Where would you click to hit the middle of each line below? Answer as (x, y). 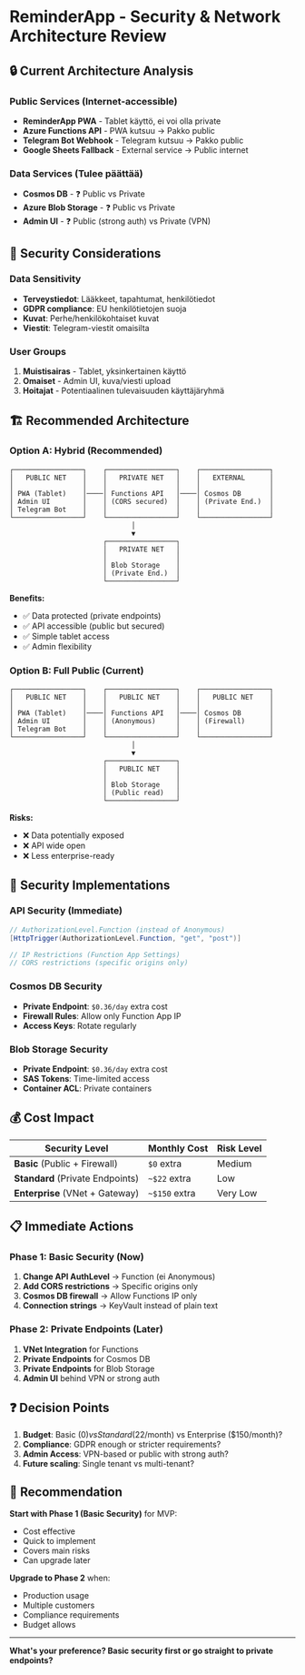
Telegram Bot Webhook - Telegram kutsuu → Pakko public (133, 140)
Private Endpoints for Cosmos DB (86, 1358)
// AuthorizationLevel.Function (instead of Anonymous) (117, 930)
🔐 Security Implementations (90, 885)
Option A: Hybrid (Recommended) (86, 450)
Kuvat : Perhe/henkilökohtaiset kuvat (91, 318)
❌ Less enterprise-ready (69, 856)
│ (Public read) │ (142, 793)
